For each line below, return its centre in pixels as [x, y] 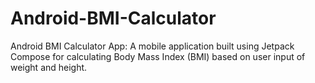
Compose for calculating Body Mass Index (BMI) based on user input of [158, 56]
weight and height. [49, 67]
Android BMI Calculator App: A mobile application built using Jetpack [152, 46]
